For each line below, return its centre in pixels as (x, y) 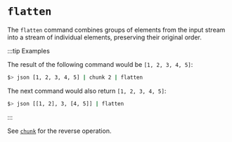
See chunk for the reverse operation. (59, 131)
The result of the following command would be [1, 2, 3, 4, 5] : (100, 64)
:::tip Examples (29, 51)
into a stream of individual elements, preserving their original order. (104, 37)
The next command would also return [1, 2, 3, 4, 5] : (87, 91)
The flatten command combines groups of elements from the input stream (116, 30)
